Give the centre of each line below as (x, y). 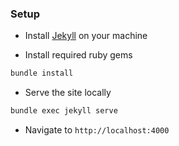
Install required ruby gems (78, 55)
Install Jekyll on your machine (86, 36)
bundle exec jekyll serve (64, 111)
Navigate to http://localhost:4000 (97, 130)
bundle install (42, 73)
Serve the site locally (68, 93)
